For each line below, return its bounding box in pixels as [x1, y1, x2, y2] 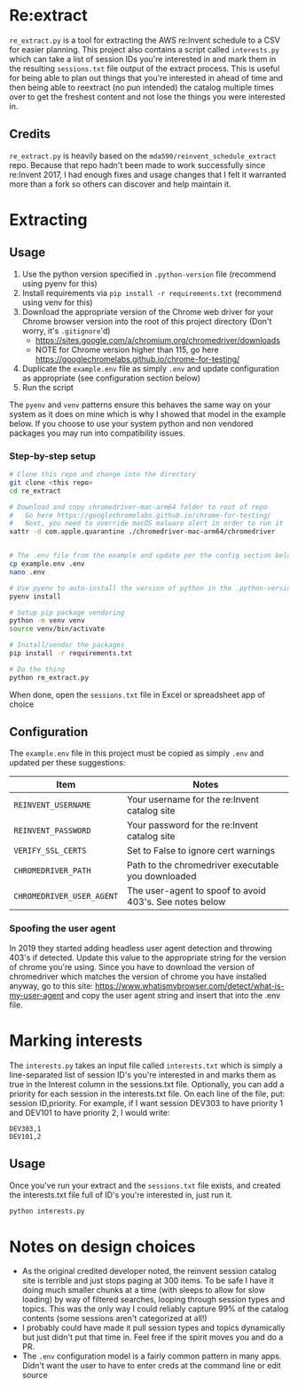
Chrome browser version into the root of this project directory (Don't [21, 316, 272, 326]
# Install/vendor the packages [9, 641, 125, 650]
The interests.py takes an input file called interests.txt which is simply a [9, 1060, 284, 1070]
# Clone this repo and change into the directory [9, 470, 197, 479]
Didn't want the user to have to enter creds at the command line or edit [21, 1360, 281, 1371]
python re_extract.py [9, 673, 90, 682]
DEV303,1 [9, 1124, 42, 1134]
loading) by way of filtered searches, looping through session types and [21, 1295, 286, 1305]
